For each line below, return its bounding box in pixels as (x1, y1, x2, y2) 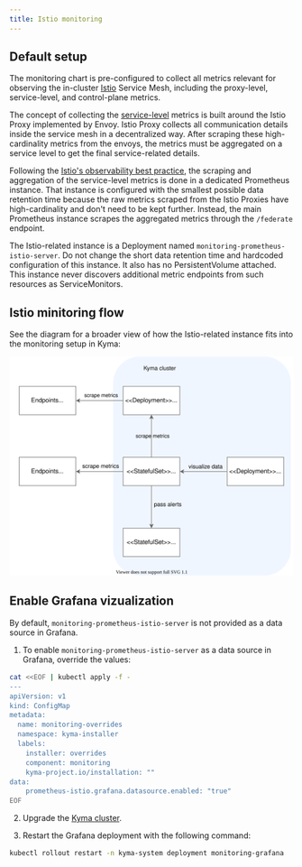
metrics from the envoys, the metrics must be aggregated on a (50, 138, 283, 149)
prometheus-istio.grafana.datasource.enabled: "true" (25, 787, 232, 796)
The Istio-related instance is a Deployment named (9, 240, 195, 252)
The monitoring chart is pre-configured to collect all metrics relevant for (9, 73, 277, 84)
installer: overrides (25, 749, 106, 758)
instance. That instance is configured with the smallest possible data (9, 185, 264, 196)
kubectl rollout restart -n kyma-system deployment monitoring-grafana (9, 849, 284, 858)
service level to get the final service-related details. (9, 148, 200, 159)
